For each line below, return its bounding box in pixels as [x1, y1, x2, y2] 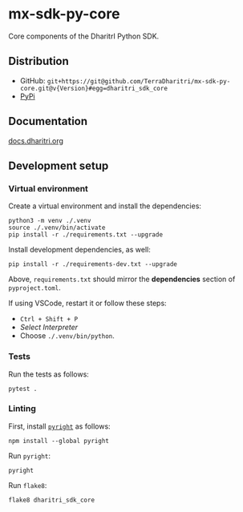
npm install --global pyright [8, 437, 110, 445]
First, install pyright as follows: [8, 421, 111, 431]
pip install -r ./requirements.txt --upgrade [8, 231, 163, 239]
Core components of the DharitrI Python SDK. [8, 31, 160, 41]
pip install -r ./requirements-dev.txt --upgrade [8, 260, 178, 268]
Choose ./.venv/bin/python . [19, 331, 115, 341]
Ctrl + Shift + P [19, 316, 79, 324]
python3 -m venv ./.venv [8, 217, 91, 225]
